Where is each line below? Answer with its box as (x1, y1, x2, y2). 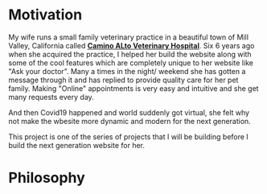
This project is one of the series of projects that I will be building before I (8, 131, 249, 142)
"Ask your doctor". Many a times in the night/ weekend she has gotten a (8, 66, 246, 76)
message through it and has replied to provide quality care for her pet (8, 75, 239, 85)
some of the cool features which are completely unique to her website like (8, 58, 253, 68)
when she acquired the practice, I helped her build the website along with (8, 49, 252, 59)
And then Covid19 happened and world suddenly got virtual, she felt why (8, 107, 250, 118)
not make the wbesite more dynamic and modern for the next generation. (8, 116, 251, 126)
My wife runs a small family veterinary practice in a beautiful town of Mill (8, 32, 249, 42)
